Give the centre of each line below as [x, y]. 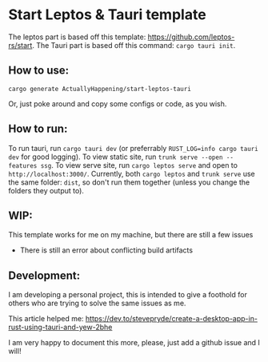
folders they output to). [46, 190]
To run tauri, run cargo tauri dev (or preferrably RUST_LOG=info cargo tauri [133, 148]
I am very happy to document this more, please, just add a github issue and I [134, 343]
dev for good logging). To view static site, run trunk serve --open [116, 157]
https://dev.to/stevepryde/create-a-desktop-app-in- [172, 319]
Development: [44, 275]
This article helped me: [46, 319]
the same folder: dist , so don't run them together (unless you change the [129, 182]
